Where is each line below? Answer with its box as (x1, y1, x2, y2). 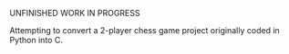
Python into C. (9, 35, 64, 45)
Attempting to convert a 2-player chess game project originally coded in (9, 25, 280, 35)
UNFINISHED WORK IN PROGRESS (9, 8, 140, 18)
